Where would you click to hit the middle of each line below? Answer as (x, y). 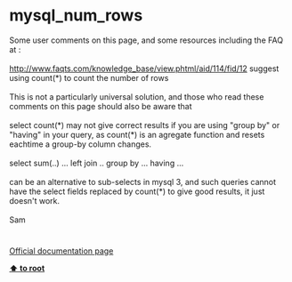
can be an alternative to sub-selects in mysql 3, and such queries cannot (143, 181)
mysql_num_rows (76, 16)
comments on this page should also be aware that (101, 106)
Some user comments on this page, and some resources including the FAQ (146, 40)
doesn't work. (35, 200)
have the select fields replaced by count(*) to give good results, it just (137, 191)
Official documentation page (61, 251)
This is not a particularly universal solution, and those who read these (137, 97)
